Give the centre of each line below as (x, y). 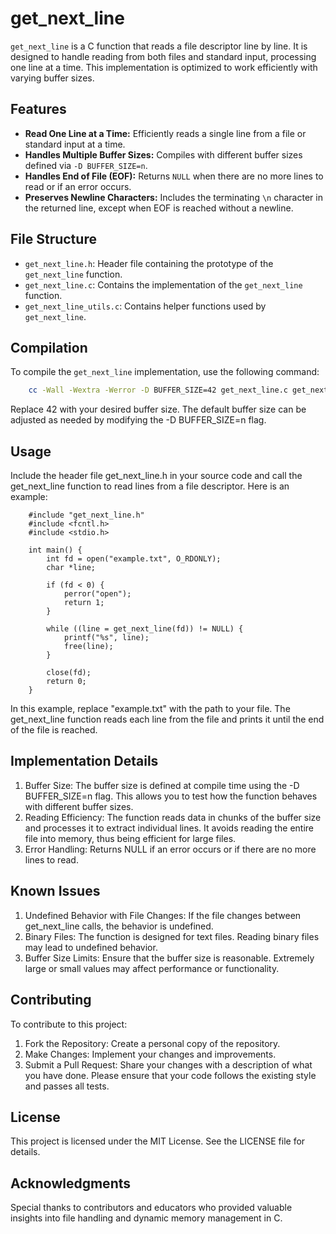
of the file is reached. (54, 730)
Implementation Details (84, 761)
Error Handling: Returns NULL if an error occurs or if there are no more (170, 849)
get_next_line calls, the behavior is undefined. (119, 926)
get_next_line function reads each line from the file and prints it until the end (167, 719)
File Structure (53, 239)
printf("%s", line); (106, 638)
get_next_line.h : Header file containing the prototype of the (149, 263)
